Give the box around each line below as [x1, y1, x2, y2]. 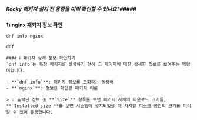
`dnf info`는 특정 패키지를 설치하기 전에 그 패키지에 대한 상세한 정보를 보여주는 [6, 61, 180, 67]
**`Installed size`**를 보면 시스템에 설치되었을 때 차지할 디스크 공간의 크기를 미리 [6, 103, 191, 109]
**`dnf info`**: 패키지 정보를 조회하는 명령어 [11, 79, 114, 85]
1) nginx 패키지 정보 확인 [6, 21, 63, 28]
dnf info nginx [6, 33, 44, 39]
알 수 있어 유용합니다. [6, 109, 54, 115]
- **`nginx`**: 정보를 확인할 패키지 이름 [6, 85, 98, 91]
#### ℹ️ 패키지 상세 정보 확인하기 [6, 55, 75, 61]
